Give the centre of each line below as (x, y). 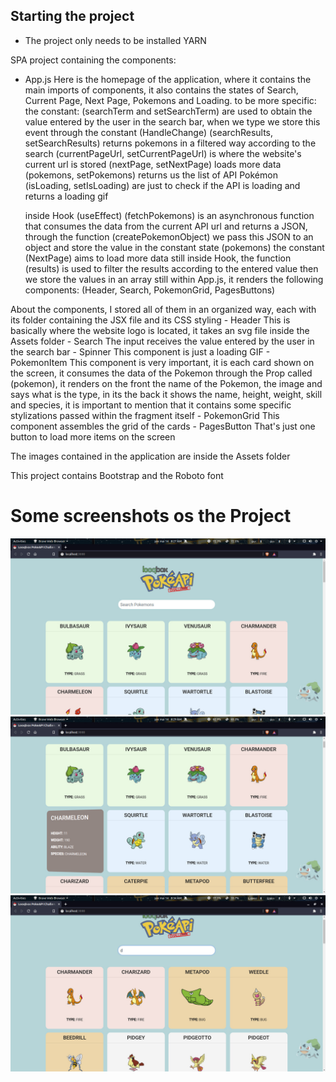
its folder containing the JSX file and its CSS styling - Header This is (150, 320)
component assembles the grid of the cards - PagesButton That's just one (163, 426)
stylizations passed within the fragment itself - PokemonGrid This (145, 415)
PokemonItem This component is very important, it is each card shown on (162, 362)
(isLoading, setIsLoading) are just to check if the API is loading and (162, 185)
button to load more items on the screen (93, 436)
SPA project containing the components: (93, 60)
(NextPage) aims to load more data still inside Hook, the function (158, 258)
